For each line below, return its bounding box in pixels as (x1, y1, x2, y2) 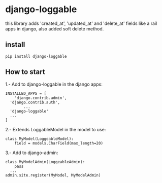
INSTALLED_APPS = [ (5, 91, 47, 96)
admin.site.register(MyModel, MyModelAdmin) (5, 172, 101, 178)
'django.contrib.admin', (14, 95, 67, 100)
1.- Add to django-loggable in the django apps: (5, 81, 103, 87)
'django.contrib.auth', (10, 100, 60, 105)
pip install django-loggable (5, 54, 67, 59)
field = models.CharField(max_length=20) (14, 140, 103, 145)
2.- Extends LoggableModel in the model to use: (5, 126, 106, 132)
